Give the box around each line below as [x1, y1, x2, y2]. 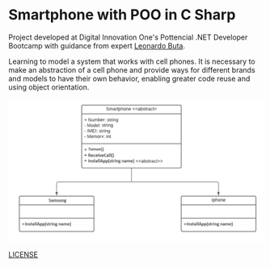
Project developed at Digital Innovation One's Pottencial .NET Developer [8, 32, 248, 42]
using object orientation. [8, 82, 90, 92]
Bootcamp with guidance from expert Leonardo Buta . [8, 40, 186, 50]
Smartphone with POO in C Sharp [8, 6, 236, 24]
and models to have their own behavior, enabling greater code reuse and [8, 73, 251, 83]
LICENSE [8, 249, 39, 259]
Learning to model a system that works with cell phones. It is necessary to [8, 56, 256, 66]
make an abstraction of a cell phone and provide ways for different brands [8, 65, 256, 74]
